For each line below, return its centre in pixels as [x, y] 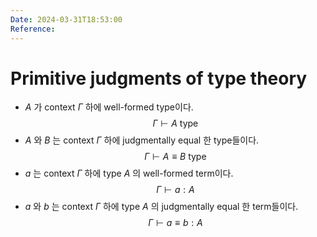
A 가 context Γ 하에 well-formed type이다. [109, 107]
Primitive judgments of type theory [159, 78]
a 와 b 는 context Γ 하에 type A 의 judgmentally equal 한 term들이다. [161, 207]
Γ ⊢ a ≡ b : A [175, 223]
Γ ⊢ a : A [175, 190]
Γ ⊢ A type [175, 123]
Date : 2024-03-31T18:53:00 [66, 19]
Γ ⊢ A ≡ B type [175, 157]
